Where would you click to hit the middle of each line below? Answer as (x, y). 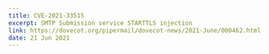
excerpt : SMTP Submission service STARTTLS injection (101, 23)
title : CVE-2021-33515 (46, 15)
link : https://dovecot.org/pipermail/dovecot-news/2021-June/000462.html (135, 30)
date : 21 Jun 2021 (39, 38)
